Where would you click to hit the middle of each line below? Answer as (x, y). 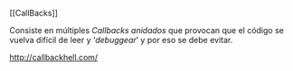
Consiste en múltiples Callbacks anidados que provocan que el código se (147, 30)
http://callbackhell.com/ (54, 57)
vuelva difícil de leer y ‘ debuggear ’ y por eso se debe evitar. (121, 40)
